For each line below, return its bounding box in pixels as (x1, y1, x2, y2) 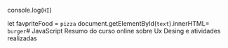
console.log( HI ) (7, 6, 52, 14)
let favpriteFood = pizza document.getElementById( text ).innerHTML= (7, 19, 210, 27)
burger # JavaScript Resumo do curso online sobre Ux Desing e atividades (7, 27, 221, 35)
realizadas (7, 34, 37, 42)
